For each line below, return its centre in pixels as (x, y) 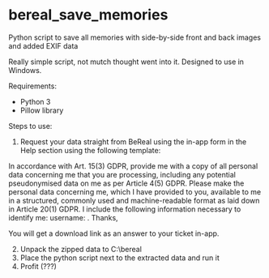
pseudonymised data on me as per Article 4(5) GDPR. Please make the (126, 183)
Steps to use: (30, 126)
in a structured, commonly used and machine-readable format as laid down (134, 200)
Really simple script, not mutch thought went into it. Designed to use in (126, 62)
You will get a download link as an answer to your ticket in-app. (114, 233)
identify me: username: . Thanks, (64, 217)
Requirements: (32, 86)
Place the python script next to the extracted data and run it (120, 258)
